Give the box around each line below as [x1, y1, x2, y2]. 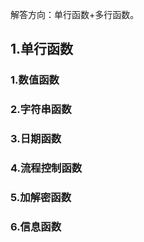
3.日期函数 [10, 132, 62, 146]
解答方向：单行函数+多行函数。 [10, 9, 140, 20]
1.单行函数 [10, 41, 74, 58]
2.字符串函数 [10, 103, 72, 117]
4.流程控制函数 [10, 161, 83, 175]
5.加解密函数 [10, 191, 72, 204]
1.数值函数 [10, 73, 60, 87]
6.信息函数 [10, 219, 62, 233]
